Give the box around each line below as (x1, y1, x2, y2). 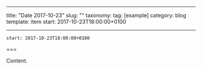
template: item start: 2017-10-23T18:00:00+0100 (6, 18, 126, 25)
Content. (6, 57, 28, 64)
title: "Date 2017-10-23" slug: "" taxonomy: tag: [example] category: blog (6, 12, 186, 18)
